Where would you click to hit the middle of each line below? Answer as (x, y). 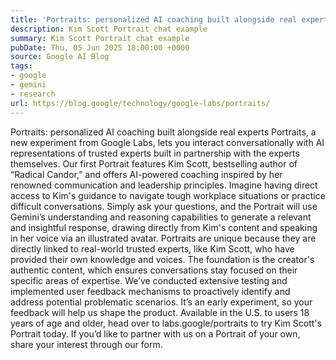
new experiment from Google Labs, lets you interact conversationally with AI (167, 142)
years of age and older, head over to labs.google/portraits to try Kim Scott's (166, 323)
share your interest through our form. (86, 344)
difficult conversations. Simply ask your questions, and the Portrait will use (164, 206)
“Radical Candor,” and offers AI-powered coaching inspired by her (146, 174)
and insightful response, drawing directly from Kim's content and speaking (164, 227)
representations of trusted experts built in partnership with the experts (155, 153)
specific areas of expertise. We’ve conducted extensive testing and (149, 280)
